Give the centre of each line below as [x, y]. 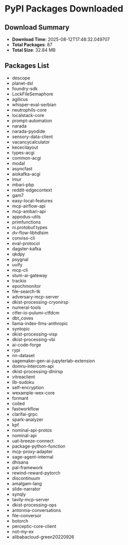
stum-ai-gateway [30, 275]
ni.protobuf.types [30, 227]
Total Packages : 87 [32, 45]
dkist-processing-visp [35, 334]
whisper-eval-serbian [34, 104]
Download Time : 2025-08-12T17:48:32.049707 [61, 39]
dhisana [20, 462]
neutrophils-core [29, 110]
